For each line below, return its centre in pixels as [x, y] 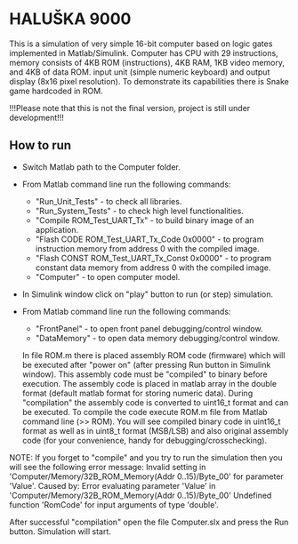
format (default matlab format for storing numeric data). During [137, 393]
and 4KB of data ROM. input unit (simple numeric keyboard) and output [140, 72]
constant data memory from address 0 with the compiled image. [153, 268]
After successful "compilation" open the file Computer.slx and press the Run [149, 522]
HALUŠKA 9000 [70, 19]
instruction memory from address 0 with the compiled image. [147, 248]
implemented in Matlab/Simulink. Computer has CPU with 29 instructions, [144, 52]
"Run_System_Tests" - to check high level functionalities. [140, 211]
